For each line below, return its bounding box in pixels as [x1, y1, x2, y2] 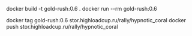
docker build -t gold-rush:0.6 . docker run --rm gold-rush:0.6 [6, 5, 157, 12]
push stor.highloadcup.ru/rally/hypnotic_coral [6, 23, 118, 30]
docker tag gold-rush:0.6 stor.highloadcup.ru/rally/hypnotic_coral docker [6, 17, 186, 23]
